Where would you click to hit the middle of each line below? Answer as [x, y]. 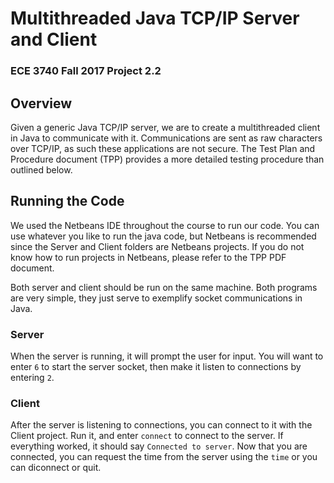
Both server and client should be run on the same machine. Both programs [164, 287]
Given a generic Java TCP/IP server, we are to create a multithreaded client [165, 127]
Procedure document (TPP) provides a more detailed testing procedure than [167, 159]
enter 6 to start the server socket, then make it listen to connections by [156, 367]
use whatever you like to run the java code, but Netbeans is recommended [163, 236]
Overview [41, 103]
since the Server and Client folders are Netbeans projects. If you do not [157, 246]
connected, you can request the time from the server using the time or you [164, 457]
